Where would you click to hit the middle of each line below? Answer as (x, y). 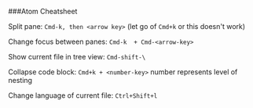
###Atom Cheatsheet (43, 11)
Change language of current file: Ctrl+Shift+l (83, 95)
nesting (20, 80)
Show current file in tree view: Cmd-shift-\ (77, 57)
